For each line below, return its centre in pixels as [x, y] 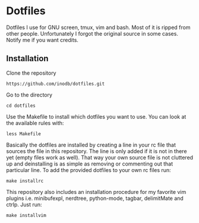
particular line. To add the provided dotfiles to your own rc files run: [89, 170]
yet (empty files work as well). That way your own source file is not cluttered [100, 157]
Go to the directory [29, 95]
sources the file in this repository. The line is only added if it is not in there [97, 151]
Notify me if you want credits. [42, 40]
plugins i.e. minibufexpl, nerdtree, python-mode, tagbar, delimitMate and [95, 198]
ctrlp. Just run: [24, 204]
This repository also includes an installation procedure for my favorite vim [96, 192]
